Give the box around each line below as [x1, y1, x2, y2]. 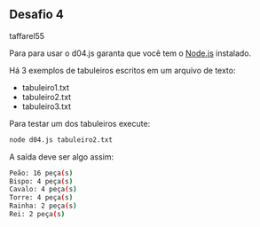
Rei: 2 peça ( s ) [9, 210, 66, 219]
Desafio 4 [9, 7, 64, 22]
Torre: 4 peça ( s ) [9, 193, 74, 202]
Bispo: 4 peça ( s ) [9, 176, 74, 185]
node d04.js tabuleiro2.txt [9, 135, 114, 145]
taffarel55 [9, 30, 45, 41]
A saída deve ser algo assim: [9, 151, 114, 162]
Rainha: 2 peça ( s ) [9, 201, 77, 211]
